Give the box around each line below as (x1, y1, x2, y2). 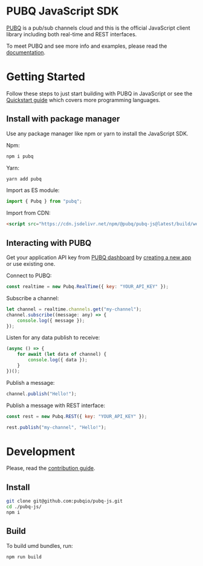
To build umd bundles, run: (6, 542, 73, 549)
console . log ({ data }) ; (28, 357, 88, 363)
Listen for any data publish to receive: (6, 334, 100, 341)
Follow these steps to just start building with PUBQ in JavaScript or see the (6, 89, 193, 97)
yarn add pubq (6, 176, 42, 182)
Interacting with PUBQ (6, 237, 92, 248)
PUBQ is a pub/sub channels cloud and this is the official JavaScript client (6, 24, 190, 31)
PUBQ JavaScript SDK (6, 4, 119, 18)
